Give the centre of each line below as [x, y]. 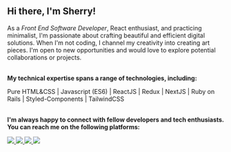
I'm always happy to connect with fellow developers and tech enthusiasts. [115, 120]
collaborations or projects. [44, 57]
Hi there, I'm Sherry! [52, 11]
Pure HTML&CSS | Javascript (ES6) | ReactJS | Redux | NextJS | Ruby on [111, 91]
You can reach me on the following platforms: [73, 126]
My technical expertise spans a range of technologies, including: [102, 78]
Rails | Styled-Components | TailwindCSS [66, 99]
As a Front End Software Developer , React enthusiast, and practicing [104, 28]
